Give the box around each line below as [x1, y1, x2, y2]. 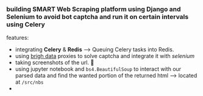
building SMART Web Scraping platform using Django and [6, 5, 181, 13]
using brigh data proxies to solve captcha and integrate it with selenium [15, 53, 195, 60]
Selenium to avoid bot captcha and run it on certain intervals [6, 12, 189, 21]
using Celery [6, 20, 45, 29]
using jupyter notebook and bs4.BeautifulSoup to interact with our [15, 65, 182, 73]
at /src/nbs [15, 78, 44, 86]
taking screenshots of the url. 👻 [15, 59, 94, 66]
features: [6, 34, 29, 42]
